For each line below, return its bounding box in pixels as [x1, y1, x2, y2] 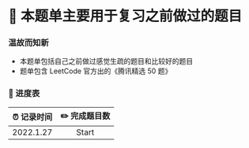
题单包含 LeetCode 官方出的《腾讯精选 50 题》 [19, 66, 172, 76]
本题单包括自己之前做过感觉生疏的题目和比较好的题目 [19, 57, 194, 66]
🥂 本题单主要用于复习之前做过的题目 [8, 7, 243, 25]
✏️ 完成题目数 [60, 110, 111, 121]
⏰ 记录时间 [12, 112, 53, 123]
